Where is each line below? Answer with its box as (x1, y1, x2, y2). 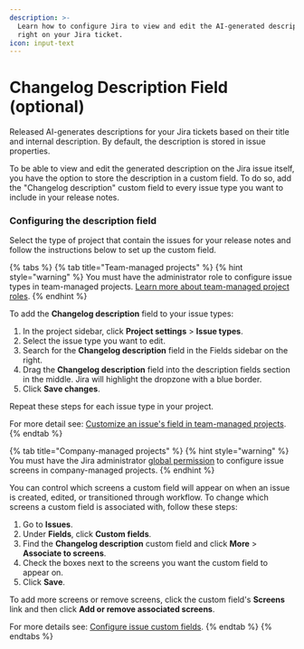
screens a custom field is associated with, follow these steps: (9, 502, 238, 513)
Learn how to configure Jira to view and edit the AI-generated (17, 22, 265, 31)
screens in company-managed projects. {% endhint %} (9, 465, 215, 475)
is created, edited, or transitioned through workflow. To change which (9, 492, 270, 503)
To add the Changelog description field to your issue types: (9, 308, 233, 319)
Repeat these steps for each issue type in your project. (9, 401, 214, 412)
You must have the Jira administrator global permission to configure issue (9, 456, 284, 466)
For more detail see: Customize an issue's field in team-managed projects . (9, 419, 287, 429)
